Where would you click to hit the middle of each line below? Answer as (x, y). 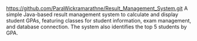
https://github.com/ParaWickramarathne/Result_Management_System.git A (97, 8)
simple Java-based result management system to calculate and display (92, 14)
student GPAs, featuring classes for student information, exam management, (99, 20)
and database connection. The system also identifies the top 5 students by (96, 27)
